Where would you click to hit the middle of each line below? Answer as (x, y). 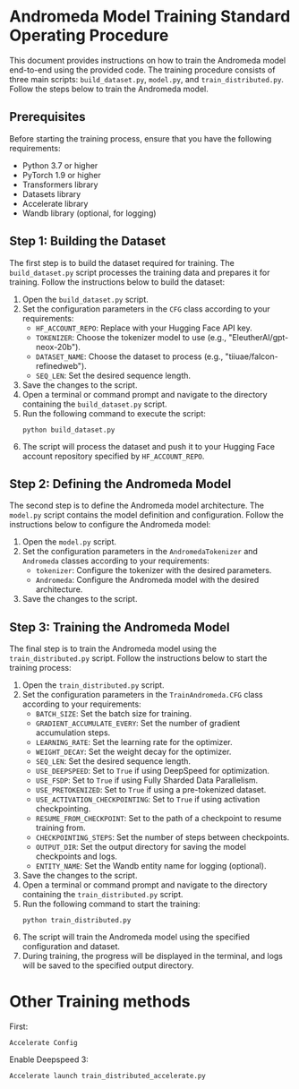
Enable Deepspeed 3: (49, 1059)
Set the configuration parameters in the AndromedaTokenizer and (140, 552)
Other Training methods (100, 1002)
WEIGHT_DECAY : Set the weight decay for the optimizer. (133, 752)
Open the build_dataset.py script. (85, 299)
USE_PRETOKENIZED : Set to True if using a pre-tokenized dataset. (151, 790)
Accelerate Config (43, 1043)
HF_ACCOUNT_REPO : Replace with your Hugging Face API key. (144, 328)
